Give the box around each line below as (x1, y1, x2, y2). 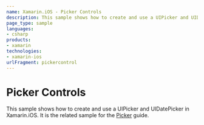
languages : (6, 25, 34, 32)
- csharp (6, 31, 29, 37)
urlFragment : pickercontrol (6, 59, 78, 65)
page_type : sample (6, 20, 53, 26)
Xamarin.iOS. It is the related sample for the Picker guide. (6, 112, 149, 119)
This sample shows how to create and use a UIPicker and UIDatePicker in (6, 105, 190, 112)
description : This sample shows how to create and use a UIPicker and (6, 14, 189, 21)
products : (6, 37, 32, 43)
